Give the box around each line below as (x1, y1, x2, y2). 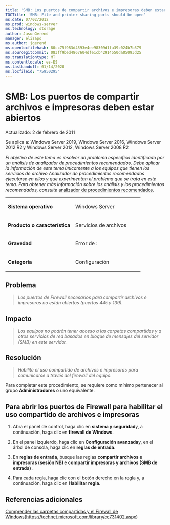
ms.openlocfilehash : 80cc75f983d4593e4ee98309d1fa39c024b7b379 (5, 45, 142, 50)
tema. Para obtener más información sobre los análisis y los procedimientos (5, 181, 164, 187)
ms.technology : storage (5, 26, 56, 32)
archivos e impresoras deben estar (5, 102, 155, 113)
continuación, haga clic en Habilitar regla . (12, 480, 101, 486)
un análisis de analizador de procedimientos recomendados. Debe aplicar (5, 160, 160, 166)
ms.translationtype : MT (5, 54, 56, 60)
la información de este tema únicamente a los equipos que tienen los (5, 165, 150, 171)
